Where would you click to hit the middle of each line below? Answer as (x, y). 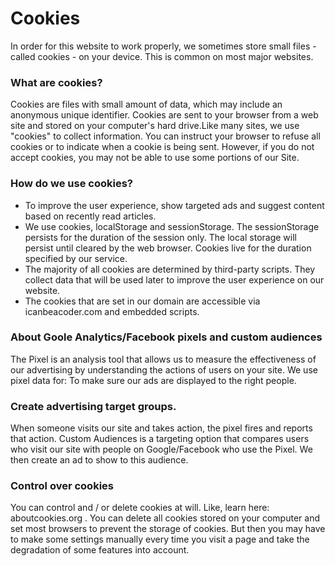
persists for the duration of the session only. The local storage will (160, 237)
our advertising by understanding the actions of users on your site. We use (164, 369)
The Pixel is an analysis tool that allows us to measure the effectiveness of (163, 359)
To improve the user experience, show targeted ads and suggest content (174, 205)
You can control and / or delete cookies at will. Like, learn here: (140, 508)
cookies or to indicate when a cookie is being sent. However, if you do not (162, 147)
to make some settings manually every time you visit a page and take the (160, 539)
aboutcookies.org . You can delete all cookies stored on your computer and (165, 518)
